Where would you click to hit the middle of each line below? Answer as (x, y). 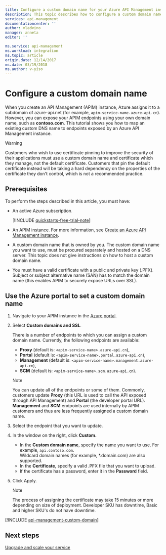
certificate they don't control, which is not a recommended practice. (74, 174)
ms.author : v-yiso (24, 69)
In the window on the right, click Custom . (54, 435)
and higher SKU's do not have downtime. (54, 510)
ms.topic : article (24, 55)
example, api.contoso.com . (47, 450)
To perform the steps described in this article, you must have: (68, 201)
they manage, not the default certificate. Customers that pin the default (78, 163)
